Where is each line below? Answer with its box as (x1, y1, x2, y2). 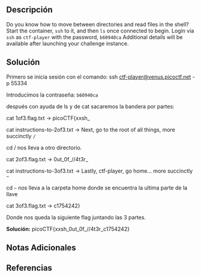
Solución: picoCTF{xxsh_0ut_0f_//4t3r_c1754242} (6, 225, 130, 233)
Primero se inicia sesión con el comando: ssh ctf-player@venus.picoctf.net (6, 73, 191, 80)
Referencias (6, 263, 53, 273)
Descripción (6, 5, 53, 15)
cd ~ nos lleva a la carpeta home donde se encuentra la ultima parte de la (6, 184, 188, 191)
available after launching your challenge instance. (6, 40, 129, 47)
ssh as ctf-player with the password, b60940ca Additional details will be (6, 33, 183, 41)
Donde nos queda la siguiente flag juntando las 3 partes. (6, 213, 146, 221)
